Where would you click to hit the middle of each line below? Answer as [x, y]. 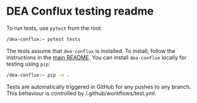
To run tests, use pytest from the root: [54, 28]
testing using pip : [28, 64]
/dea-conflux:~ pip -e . [38, 75]
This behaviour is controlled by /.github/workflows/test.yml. [81, 93]
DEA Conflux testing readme [80, 11]
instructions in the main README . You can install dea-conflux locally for [96, 57]
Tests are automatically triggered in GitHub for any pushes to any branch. [99, 87]
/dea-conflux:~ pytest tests [43, 39]
